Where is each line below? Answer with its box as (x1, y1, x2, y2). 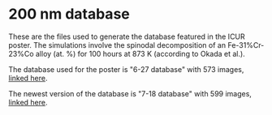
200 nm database (8, 5, 130, 23)
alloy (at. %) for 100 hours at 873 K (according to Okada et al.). (35, 49, 245, 58)
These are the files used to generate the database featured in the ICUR (8, 32, 245, 41)
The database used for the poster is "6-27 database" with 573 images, (8, 64, 244, 74)
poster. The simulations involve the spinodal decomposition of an (8, 40, 226, 49)
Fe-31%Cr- (227, 40, 265, 49)
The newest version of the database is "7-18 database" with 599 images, (8, 88, 252, 98)
